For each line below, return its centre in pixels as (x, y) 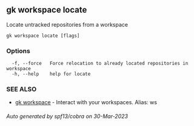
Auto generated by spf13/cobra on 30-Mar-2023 (67, 116)
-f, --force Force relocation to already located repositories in (100, 64)
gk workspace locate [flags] (43, 36)
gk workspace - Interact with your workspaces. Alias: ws (86, 102)
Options (18, 51)
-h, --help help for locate (51, 74)
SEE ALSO (22, 89)
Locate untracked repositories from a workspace (67, 24)
